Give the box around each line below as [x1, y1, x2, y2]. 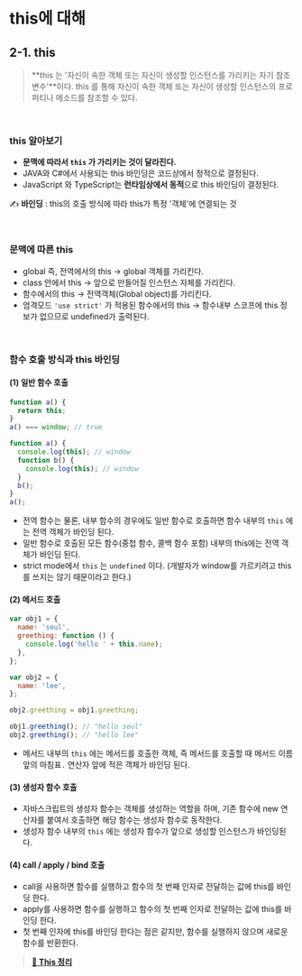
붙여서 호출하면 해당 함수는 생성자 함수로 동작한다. [46, 815, 223, 825]
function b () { [17, 456, 75, 465]
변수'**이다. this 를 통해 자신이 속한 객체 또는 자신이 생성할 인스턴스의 [31, 81, 277, 91]
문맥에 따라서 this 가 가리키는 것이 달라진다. [22, 157, 177, 168]
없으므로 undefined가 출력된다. [39, 310, 151, 321]
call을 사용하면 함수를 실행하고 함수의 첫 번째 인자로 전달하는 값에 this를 [22, 881, 275, 892]
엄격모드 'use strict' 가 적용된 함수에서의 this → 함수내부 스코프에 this [22, 299, 279, 310]
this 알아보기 [9, 134, 63, 147]
